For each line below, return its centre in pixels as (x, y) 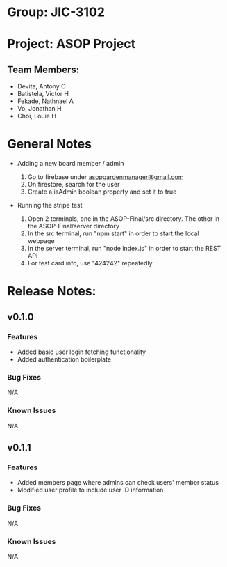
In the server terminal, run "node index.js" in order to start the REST (124, 249)
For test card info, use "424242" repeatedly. (91, 263)
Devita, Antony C (41, 86)
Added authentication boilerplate (64, 359)
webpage (41, 241)
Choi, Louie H (37, 116)
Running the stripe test (50, 205)
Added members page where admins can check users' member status (118, 483)
